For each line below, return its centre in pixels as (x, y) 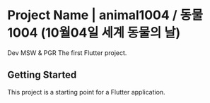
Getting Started (42, 75)
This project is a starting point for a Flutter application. (86, 92)
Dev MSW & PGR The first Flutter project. (67, 53)
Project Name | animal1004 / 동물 (105, 15)
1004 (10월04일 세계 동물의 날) (94, 33)
